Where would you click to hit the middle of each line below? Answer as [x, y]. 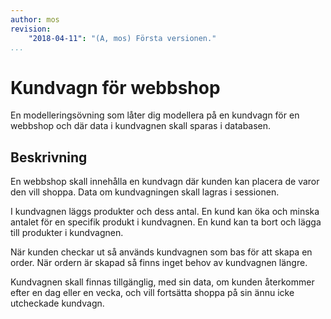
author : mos [35, 19]
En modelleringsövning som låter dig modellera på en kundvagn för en [155, 115]
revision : [31, 29]
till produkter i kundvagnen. [67, 233]
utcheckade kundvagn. [57, 303]
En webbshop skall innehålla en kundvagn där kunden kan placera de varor [165, 182]
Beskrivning [49, 157]
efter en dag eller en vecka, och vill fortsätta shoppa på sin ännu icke [152, 293]
